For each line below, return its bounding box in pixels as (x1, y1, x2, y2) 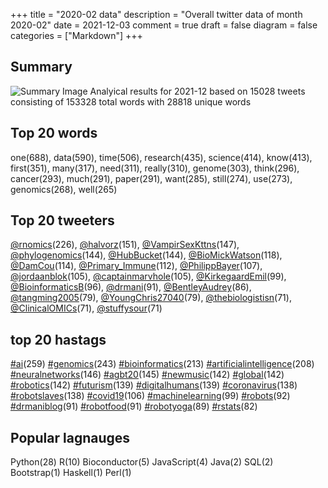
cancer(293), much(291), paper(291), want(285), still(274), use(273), (10, 172, 293, 184)
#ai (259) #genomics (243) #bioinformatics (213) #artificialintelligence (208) (10, 358, 315, 370)
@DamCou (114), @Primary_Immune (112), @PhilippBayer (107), (10, 260, 263, 272)
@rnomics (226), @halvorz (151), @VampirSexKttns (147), (10, 239, 240, 251)
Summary (10, 59, 73, 76)
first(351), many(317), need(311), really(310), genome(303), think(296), (10, 162, 300, 174)
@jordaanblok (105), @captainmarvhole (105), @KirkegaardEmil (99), (10, 270, 287, 283)
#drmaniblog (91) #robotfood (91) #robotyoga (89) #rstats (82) (10, 400, 258, 413)
